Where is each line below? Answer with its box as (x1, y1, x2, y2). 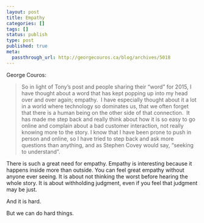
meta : (6, 49, 20, 55)
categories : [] (6, 20, 45, 26)
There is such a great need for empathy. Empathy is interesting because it (6, 159, 192, 167)
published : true (6, 43, 48, 49)
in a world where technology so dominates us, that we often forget (21, 102, 189, 110)
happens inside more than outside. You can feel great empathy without (6, 166, 184, 174)
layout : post (6, 9, 40, 15)
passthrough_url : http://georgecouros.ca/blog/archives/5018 (12, 54, 171, 60)
